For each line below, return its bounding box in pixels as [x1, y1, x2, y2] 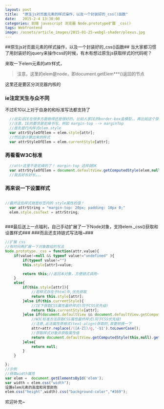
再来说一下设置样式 [5, 185, 50, 192]
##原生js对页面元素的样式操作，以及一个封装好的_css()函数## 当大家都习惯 [5, 44, 157, 49]
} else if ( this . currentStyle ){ [22, 298, 84, 304]
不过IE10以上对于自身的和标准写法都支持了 [5, 107, 90, 113]
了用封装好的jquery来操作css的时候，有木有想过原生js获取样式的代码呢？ [5, 50, 152, 56]
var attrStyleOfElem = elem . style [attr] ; [9, 130, 95, 135]
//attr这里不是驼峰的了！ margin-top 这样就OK [9, 163, 97, 168]
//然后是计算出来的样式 [9, 135, 50, 140]
